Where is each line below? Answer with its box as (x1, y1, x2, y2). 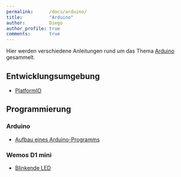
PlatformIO (14, 87, 42, 94)
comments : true (6, 31, 61, 37)
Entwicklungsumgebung (6, 71, 100, 81)
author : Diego (6, 20, 63, 26)
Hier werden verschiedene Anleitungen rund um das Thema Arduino (6, 47, 175, 54)
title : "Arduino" (6, 14, 74, 20)
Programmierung (6, 104, 71, 114)
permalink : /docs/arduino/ (6, 8, 87, 15)
